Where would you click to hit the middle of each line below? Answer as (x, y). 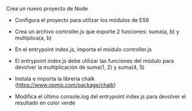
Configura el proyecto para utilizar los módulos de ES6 (82, 20)
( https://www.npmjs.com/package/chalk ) (65, 85)
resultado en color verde (45, 103)
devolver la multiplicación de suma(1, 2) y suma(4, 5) (80, 67)
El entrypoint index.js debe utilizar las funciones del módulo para (94, 61)
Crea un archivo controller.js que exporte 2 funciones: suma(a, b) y (97, 31)
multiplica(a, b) (33, 38)
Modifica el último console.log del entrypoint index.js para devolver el (100, 96)
